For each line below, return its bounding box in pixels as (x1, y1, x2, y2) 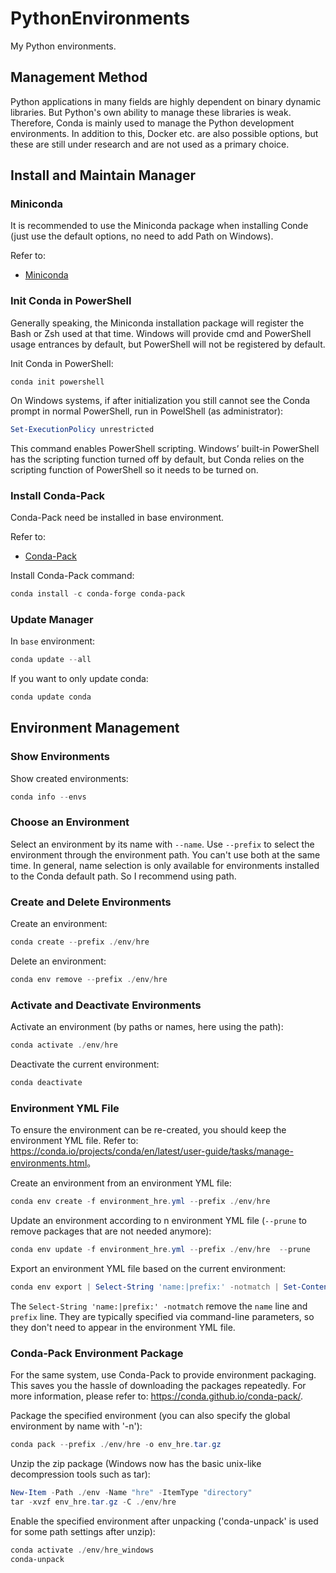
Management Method (10, 69, 148, 86)
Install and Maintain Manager (10, 167, 197, 184)
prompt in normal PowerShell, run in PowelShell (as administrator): (10, 405, 284, 417)
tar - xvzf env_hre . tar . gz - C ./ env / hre (10, 1497, 177, 1507)
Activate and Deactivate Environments (10, 998, 202, 1012)
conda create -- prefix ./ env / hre (10, 937, 150, 947)
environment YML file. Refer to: (10, 1135, 139, 1147)
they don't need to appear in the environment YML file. (10, 1321, 236, 1333)
